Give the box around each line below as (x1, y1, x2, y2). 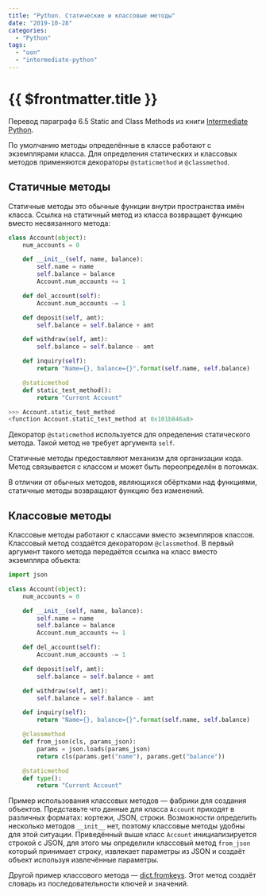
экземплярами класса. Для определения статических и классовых (8, 149, 237, 158)
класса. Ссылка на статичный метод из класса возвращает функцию (8, 210, 243, 219)
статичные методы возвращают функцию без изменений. (8, 486, 205, 495)
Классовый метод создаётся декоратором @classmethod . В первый (8, 538, 234, 549)
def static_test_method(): (22, 386, 112, 394)
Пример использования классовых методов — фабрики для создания (8, 796, 247, 805)
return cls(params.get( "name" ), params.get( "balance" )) (37, 752, 226, 760)
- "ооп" (15, 48, 41, 56)
